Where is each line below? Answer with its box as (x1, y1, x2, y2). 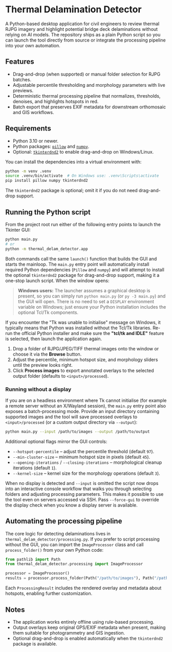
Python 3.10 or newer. (12, 138, 59, 144)
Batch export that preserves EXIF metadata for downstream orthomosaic (12, 104, 166, 110)
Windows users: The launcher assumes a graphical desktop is (17, 287, 150, 293)
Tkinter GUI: (5, 227, 31, 233)
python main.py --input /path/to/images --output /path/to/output (5, 429, 150, 434)
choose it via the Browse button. (12, 351, 82, 357)
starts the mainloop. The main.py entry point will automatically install (5, 261, 149, 267)
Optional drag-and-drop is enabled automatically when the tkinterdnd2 (12, 635, 163, 641)
